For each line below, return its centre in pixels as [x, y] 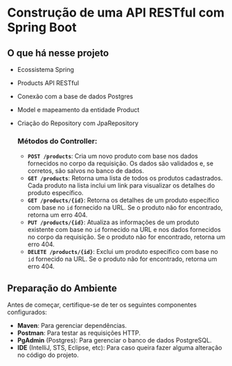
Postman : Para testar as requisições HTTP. [79, 333]
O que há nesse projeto [58, 53]
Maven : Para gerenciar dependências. [72, 326]
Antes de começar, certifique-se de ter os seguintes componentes [102, 305]
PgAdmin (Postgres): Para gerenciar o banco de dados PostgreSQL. [115, 340]
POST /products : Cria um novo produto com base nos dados [113, 156]
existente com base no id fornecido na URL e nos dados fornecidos [124, 230]
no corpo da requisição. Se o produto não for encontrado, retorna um [126, 237]
